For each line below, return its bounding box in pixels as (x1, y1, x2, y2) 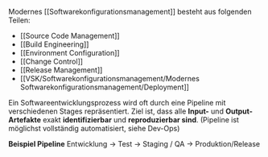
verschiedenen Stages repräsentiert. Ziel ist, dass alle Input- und (8, 106, 224, 116)
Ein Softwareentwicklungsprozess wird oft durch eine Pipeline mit (8, 98, 226, 107)
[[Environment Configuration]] (19, 48, 120, 57)
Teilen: (8, 15, 31, 25)
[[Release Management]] (19, 65, 103, 75)
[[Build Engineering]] (19, 39, 89, 49)
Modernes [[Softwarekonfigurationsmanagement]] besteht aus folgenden (8, 7, 252, 16)
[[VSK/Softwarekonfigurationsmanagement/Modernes (19, 74, 200, 83)
